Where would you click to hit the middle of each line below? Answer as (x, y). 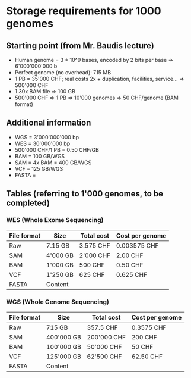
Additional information (49, 123)
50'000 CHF (104, 346)
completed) (28, 203)
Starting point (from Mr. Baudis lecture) (80, 46)
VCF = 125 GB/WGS (39, 168)
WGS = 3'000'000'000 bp (47, 137)
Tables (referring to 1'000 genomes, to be (85, 194)
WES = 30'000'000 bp (42, 143)
